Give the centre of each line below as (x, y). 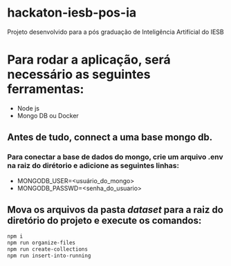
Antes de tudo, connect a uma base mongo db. (110, 137)
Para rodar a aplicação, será (89, 60)
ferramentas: (46, 89)
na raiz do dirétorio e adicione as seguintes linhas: (93, 166)
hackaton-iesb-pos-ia (72, 13)
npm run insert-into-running (49, 256)
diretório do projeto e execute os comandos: (104, 220)
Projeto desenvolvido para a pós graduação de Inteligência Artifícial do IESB (115, 32)
